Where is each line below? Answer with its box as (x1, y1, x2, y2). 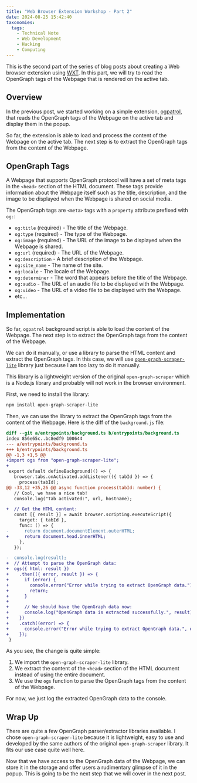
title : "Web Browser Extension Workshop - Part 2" (6, 8, 133, 15)
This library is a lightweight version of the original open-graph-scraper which (6, 373, 190, 380)
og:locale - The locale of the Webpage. (14, 268, 111, 275)
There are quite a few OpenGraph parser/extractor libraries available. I (6, 728, 176, 735)
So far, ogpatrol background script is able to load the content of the (6, 326, 170, 333)
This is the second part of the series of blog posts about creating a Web (6, 63, 180, 70)
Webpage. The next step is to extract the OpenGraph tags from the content (6, 332, 188, 339)
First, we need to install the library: (6, 391, 90, 398)
